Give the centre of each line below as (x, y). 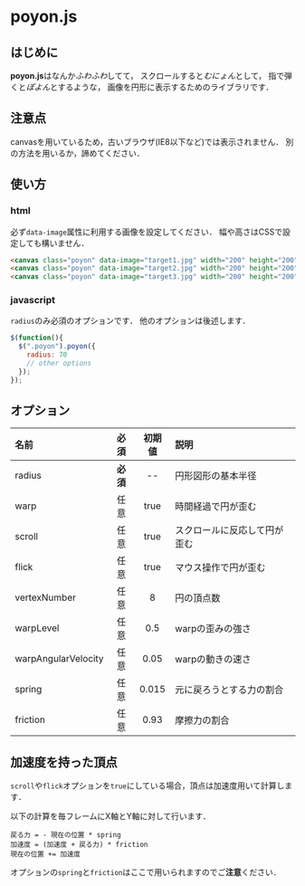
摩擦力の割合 (202, 720)
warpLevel (37, 628)
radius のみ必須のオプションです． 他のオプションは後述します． (130, 321)
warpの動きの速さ (213, 660)
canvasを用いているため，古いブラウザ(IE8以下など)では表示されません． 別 (152, 141)
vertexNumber (45, 597)
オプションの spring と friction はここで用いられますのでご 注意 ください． (146, 872)
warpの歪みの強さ (213, 629)
